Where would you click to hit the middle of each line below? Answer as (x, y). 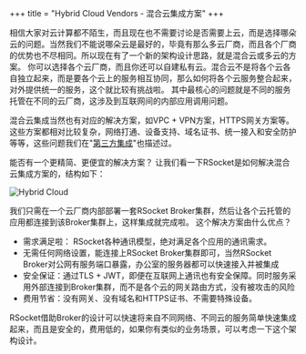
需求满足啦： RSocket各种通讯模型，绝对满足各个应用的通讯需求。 (147, 241)
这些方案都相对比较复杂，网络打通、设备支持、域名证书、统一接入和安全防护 (153, 131)
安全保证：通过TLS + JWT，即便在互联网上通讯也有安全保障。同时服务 (155, 275)
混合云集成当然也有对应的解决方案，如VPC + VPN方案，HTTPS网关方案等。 (152, 120)
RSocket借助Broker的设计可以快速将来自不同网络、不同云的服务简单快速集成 (153, 318)
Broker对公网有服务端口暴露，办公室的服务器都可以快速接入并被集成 (151, 264)
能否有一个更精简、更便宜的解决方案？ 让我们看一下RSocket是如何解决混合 (150, 162)
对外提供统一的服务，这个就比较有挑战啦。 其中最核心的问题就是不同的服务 (150, 90)
